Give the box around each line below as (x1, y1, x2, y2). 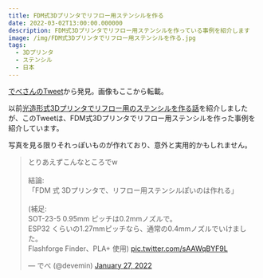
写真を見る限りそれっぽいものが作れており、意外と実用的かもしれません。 (8, 140, 253, 150)
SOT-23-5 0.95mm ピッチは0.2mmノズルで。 (27, 213, 177, 223)
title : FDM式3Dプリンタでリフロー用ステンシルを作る (8, 11, 164, 20)
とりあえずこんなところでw (27, 157, 118, 166)
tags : (8, 41, 26, 49)
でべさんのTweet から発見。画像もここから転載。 (8, 86, 169, 96)
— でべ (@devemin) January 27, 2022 (27, 260, 153, 270)
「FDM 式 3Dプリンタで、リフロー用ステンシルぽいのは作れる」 (27, 185, 238, 195)
